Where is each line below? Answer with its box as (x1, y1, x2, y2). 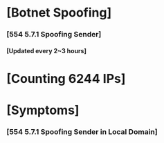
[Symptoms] (6, 102, 80, 118)
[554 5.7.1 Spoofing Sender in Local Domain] (6, 127, 158, 136)
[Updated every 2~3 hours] (6, 46, 87, 55)
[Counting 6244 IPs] (6, 70, 126, 86)
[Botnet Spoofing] (6, 5, 112, 21)
